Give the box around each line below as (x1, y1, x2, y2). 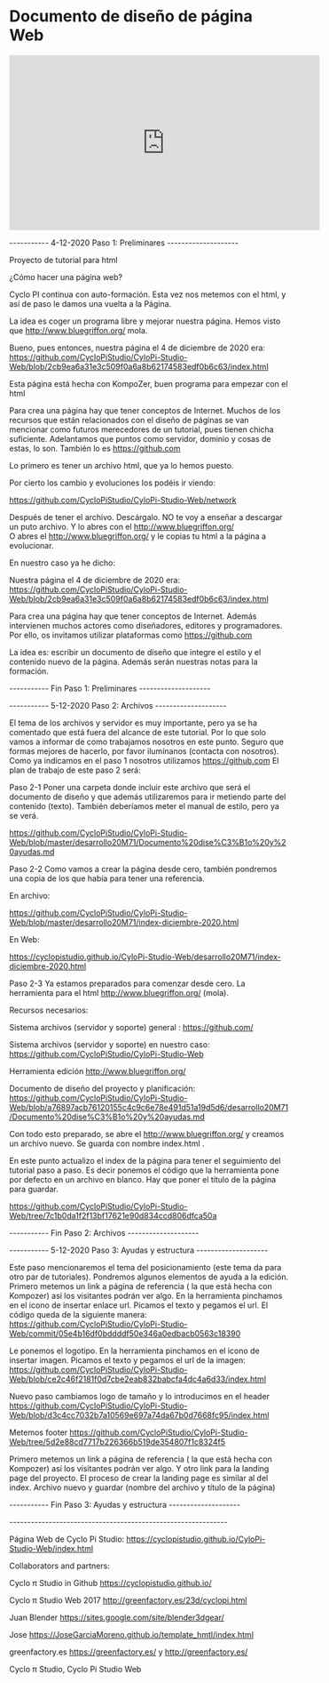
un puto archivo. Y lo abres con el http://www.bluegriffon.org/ (9, 521, 235, 532)
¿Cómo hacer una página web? (9, 271, 122, 282)
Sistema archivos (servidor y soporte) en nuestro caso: (9, 1038, 210, 1050)
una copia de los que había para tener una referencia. (9, 873, 206, 884)
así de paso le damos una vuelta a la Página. (9, 298, 172, 309)
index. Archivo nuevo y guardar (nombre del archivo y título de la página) (9, 1482, 276, 1493)
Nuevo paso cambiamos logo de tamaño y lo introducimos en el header (9, 1390, 270, 1401)
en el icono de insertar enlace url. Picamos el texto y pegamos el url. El (9, 1300, 269, 1310)
